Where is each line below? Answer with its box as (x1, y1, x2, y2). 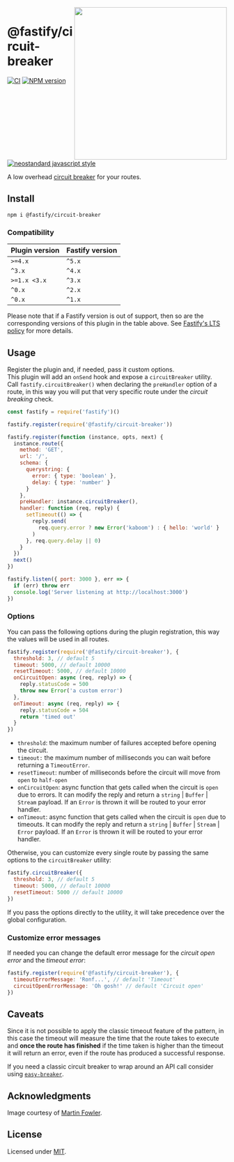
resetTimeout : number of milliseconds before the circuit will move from (17, 768, 221, 777)
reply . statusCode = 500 (19, 681, 89, 688)
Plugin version (10, 245, 60, 255)
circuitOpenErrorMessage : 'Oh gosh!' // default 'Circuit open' (13, 982, 204, 989)
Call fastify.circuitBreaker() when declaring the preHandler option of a (7, 380, 217, 388)
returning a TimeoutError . (17, 761, 91, 770)
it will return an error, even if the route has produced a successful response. (7, 1049, 225, 1057)
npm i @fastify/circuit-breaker (7, 211, 101, 218)
